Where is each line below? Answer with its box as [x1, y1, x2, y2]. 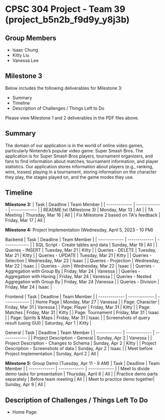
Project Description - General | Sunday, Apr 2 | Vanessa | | [33, 335, 152, 341]
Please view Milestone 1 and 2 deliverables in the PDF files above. [5, 115, 139, 121]
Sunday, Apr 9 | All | [5, 381, 46, 388]
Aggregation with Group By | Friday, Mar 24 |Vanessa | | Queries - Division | [5, 279, 160, 285]
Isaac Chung [12, 47, 39, 53]
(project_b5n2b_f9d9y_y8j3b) [5, 14, 130, 25]
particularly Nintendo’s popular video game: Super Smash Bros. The [5, 147, 143, 153]
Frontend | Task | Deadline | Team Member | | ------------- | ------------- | [5, 294, 157, 300]
